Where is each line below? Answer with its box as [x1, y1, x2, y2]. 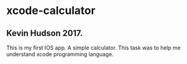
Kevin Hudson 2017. [6, 28, 83, 38]
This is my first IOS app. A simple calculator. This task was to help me [6, 44, 181, 51]
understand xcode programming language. [6, 51, 114, 58]
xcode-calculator [6, 4, 96, 18]
